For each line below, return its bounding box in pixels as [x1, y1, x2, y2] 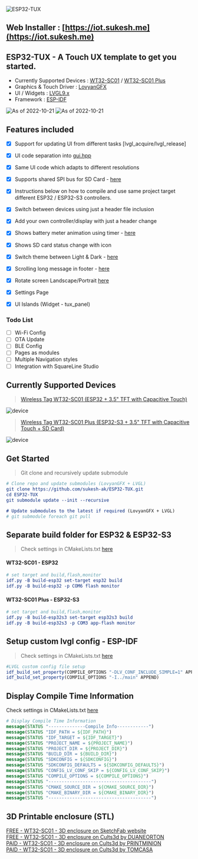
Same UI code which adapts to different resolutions [14, 164, 140, 171]
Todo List [6, 315, 34, 324]
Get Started [6, 453, 49, 464]
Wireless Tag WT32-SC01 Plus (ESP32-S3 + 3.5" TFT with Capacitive [20, 419, 190, 426]
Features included [6, 124, 74, 134]
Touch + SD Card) [20, 425, 65, 432]
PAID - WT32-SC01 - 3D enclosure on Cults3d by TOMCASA [6, 846, 153, 853]
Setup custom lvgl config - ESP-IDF [6, 637, 138, 647]
